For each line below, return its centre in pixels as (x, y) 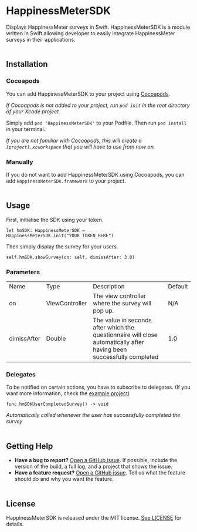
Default (178, 287)
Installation (27, 64)
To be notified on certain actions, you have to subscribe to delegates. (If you (98, 387)
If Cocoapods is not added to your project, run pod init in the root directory (98, 105)
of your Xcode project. (33, 111)
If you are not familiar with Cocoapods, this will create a (74, 140)
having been (110, 349)
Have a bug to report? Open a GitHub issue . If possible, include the (96, 460)
